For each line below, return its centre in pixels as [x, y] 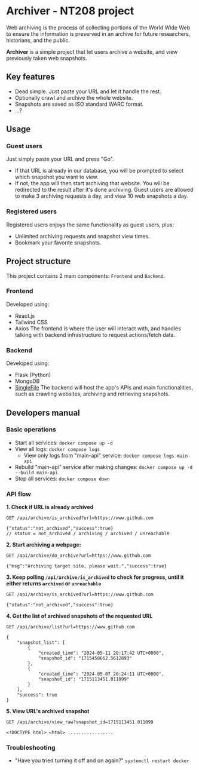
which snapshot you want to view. [56, 177]
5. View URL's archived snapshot [48, 711]
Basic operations [31, 430]
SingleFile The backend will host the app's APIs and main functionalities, [104, 388]
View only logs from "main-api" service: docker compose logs [99, 455]
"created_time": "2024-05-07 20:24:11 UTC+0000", [101, 674]
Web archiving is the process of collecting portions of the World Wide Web [98, 27]
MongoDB [27, 381]
